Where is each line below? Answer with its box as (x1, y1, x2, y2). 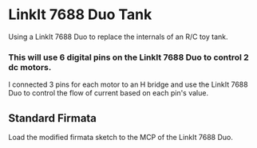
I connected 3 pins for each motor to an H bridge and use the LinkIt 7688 (8, 80, 249, 89)
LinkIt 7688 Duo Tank (8, 6, 152, 24)
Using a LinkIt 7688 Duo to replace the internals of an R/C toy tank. (8, 32, 229, 41)
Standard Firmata (8, 111, 97, 125)
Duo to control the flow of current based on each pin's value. (8, 88, 209, 98)
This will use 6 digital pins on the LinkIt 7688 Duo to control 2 (8, 52, 249, 63)
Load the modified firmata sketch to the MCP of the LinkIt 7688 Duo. (8, 133, 234, 142)
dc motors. (8, 61, 52, 72)
